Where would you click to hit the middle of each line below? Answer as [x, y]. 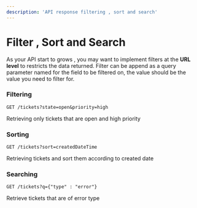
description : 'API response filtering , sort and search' [82, 12]
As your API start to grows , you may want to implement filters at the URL [98, 59]
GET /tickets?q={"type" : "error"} [52, 187]
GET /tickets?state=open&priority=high [57, 107]
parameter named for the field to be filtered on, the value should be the [96, 72]
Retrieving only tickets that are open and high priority [74, 118]
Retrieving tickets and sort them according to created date [80, 158]
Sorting [18, 134]
